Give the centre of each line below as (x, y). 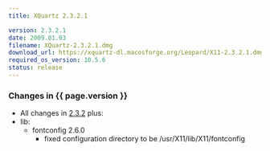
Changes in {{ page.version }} (68, 96)
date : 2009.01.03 (37, 38)
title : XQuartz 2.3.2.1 (48, 16)
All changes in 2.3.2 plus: (61, 113)
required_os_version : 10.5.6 (57, 60)
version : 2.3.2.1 (37, 30)
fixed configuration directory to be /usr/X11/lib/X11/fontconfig (145, 139)
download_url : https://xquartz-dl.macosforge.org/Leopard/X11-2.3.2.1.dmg (136, 53)
